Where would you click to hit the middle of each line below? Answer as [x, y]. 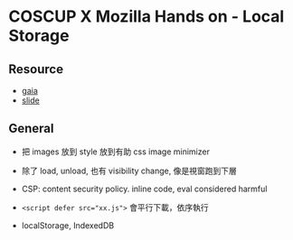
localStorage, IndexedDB [68, 225]
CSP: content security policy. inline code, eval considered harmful [144, 189]
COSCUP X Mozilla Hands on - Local [146, 17]
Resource [36, 69]
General [32, 129]
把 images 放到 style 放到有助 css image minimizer [115, 152]
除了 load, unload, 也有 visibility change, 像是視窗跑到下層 [129, 171]
